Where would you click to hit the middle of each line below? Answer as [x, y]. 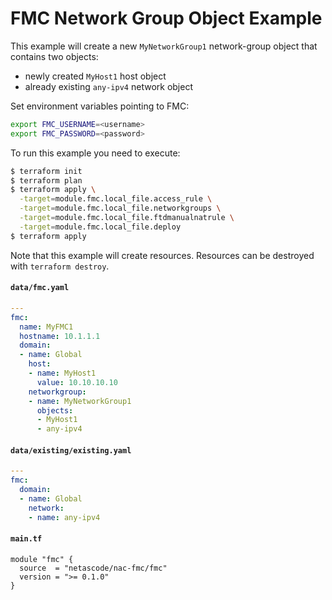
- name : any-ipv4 [64, 517]
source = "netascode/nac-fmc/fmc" [93, 568]
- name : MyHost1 [62, 373]
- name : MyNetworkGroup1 [80, 401]
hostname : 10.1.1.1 [60, 336]
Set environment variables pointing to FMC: [100, 106]
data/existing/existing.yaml [71, 450]
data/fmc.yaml [40, 288]
